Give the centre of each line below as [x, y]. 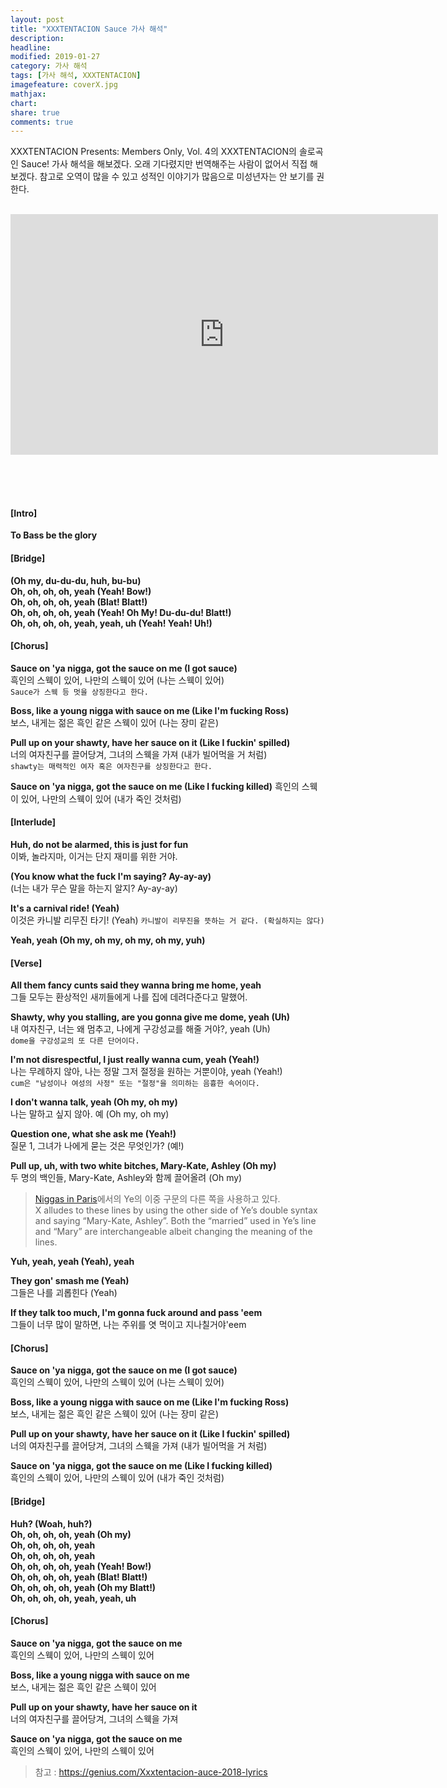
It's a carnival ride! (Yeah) [65, 908]
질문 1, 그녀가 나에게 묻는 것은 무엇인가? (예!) [97, 1146]
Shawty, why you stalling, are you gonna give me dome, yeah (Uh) [150, 1017]
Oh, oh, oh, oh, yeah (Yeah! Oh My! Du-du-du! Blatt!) [121, 612]
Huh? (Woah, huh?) [51, 1523]
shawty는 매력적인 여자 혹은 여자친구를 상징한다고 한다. [111, 766]
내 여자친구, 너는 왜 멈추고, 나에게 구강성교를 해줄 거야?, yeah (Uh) [140, 1029]
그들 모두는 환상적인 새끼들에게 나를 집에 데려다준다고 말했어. [129, 997]
